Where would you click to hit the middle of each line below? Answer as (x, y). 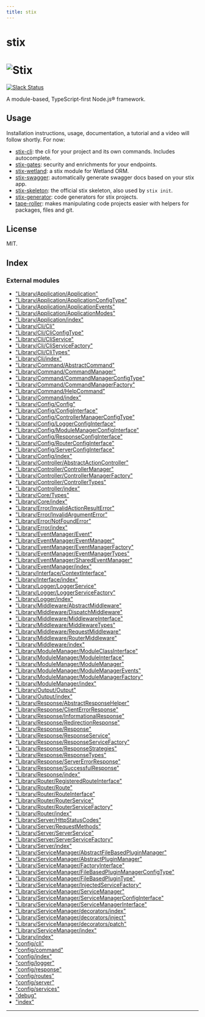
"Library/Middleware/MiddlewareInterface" (69, 619)
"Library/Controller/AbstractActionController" (72, 463)
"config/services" (37, 989)
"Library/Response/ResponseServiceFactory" (72, 742)
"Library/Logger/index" (44, 599)
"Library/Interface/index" (46, 580)
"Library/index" (34, 937)
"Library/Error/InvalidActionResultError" (65, 508)
